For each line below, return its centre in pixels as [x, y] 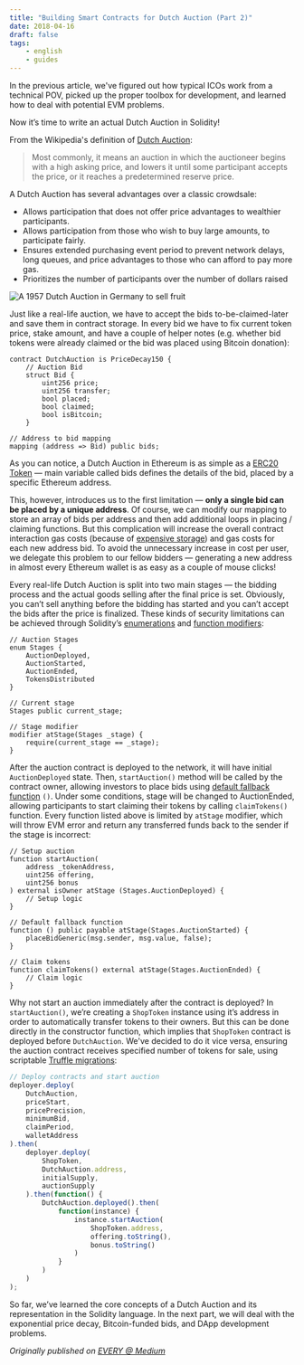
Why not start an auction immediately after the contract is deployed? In [142, 1002]
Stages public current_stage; [66, 711]
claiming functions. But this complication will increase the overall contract [147, 529]
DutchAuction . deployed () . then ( [101, 1203]
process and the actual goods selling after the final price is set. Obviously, [147, 594]
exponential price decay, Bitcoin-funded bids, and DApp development [139, 1323]
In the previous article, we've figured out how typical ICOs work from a [141, 85]
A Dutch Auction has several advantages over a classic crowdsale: [133, 194]
